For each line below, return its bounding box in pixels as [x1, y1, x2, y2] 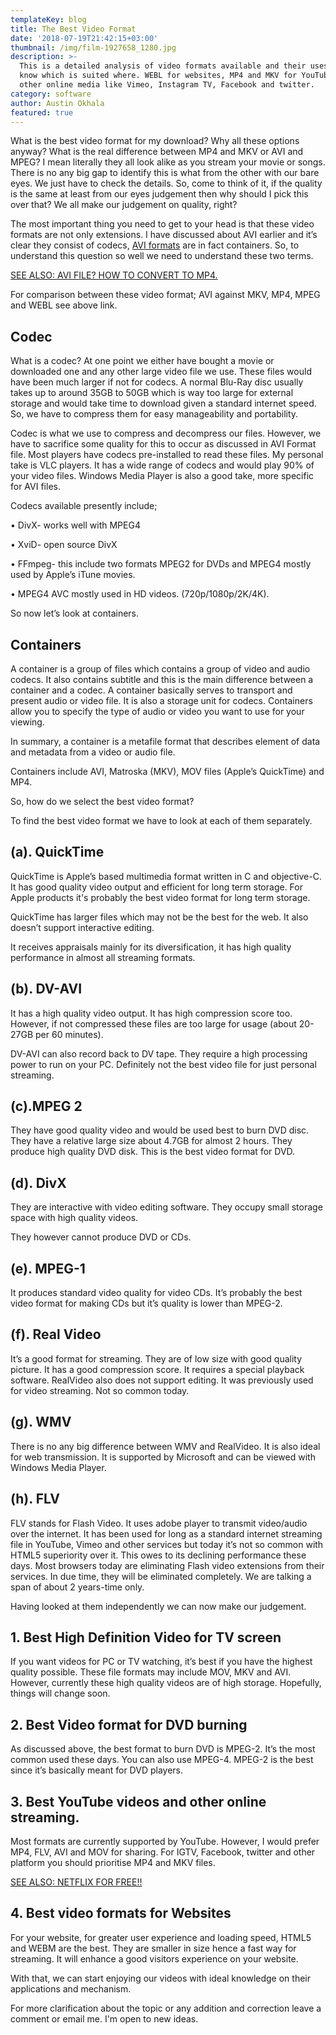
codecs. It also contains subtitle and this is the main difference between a [10, 674, 314, 685]
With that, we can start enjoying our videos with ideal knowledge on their [10, 1972, 312, 1984]
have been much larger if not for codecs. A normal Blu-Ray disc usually [10, 376, 304, 388]
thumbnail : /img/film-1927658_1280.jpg [10, 42, 177, 53]
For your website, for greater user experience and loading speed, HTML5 [10, 1931, 312, 1943]
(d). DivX [10, 1174, 67, 1191]
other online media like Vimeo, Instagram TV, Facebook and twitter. [19, 80, 315, 90]
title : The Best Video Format [10, 24, 137, 34]
